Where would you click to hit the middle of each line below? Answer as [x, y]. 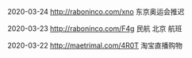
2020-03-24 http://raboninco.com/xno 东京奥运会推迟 [96, 12]
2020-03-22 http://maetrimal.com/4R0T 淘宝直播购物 [95, 45]
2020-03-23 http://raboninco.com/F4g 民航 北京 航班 [95, 29]
